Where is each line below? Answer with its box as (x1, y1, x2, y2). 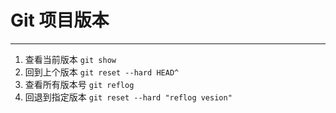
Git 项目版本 (10, 9, 110, 32)
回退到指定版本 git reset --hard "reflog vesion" (24, 91, 233, 103)
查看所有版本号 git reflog (24, 78, 135, 90)
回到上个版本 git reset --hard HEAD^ (24, 66, 180, 78)
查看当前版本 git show (24, 53, 117, 65)
